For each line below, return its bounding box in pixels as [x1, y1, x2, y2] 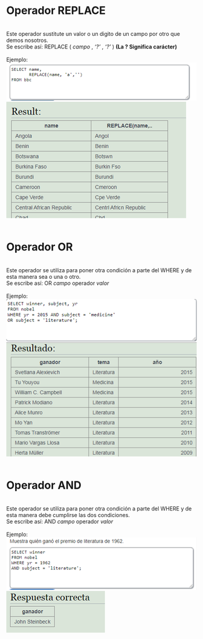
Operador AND [6, 478, 82, 492]
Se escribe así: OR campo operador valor [6, 279, 109, 287]
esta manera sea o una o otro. [6, 273, 81, 280]
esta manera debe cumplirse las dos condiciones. [6, 512, 130, 519]
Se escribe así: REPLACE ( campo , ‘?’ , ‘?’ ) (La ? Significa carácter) [6, 43, 177, 50]
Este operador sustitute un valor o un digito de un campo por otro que [6, 30, 180, 37]
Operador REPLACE [6, 4, 106, 18]
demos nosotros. [6, 36, 48, 44]
